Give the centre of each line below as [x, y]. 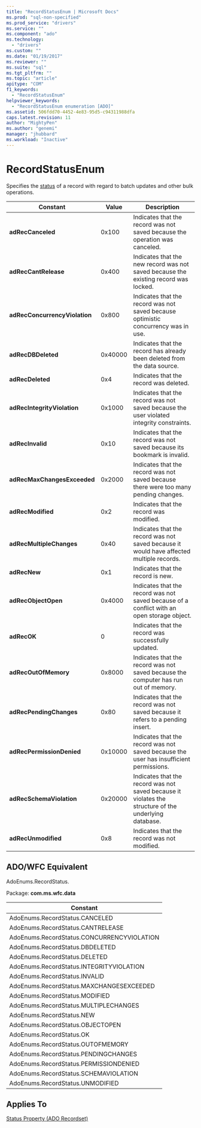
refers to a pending [160, 720]
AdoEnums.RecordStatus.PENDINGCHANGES [73, 1054]
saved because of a [161, 600]
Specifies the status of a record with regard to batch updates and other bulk [100, 185]
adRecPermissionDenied [45, 751]
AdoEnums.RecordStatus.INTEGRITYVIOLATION [77, 967]
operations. [20, 192]
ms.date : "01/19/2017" [34, 56]
